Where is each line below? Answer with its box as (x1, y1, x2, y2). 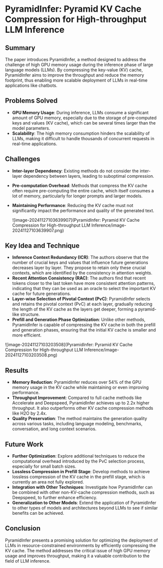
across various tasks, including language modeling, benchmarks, (12, 421, 143, 427)
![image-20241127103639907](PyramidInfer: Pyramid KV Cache (12, 217, 140, 223)
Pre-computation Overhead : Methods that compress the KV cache (12, 182, 147, 189)
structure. (20, 312, 40, 317)
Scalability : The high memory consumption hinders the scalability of (12, 130, 150, 136)
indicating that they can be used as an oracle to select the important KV (12, 286, 156, 292)
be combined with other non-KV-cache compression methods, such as (12, 489, 155, 495)
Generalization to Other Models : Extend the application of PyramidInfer (12, 500, 157, 506)
